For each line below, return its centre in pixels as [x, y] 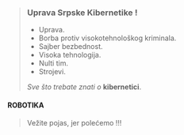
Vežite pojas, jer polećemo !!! [74, 122]
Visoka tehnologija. [70, 55]
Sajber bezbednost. [71, 47]
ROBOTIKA [26, 105]
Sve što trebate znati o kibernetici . [84, 87]
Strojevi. [52, 72]
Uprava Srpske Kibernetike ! [82, 13]
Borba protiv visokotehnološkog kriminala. [107, 38]
